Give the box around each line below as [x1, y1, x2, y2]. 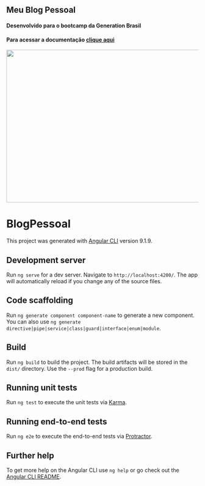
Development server [6, 255, 86, 265]
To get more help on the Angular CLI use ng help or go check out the [6, 466, 179, 474]
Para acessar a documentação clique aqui [6, 36, 115, 43]
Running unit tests [6, 382, 77, 393]
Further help [6, 450, 55, 460]
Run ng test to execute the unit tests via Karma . [6, 399, 127, 406]
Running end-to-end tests [6, 416, 107, 427]
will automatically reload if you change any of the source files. [6, 277, 162, 285]
